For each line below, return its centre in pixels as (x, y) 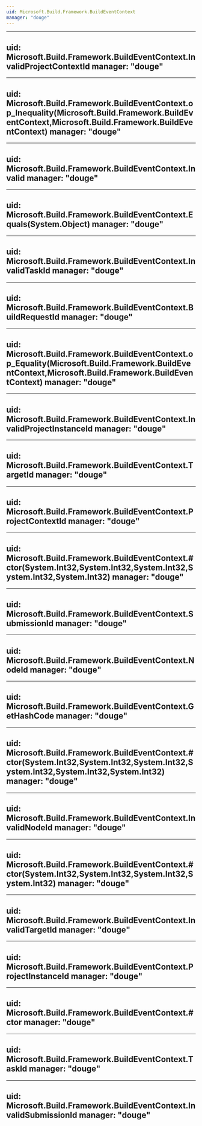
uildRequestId (33, 317)
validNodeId (29, 828)
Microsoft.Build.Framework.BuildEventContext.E (100, 215)
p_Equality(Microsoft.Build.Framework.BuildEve (99, 363)
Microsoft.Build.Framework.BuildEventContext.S (100, 614)
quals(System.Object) (48, 224)
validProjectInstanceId (50, 428)
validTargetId (32, 929)
